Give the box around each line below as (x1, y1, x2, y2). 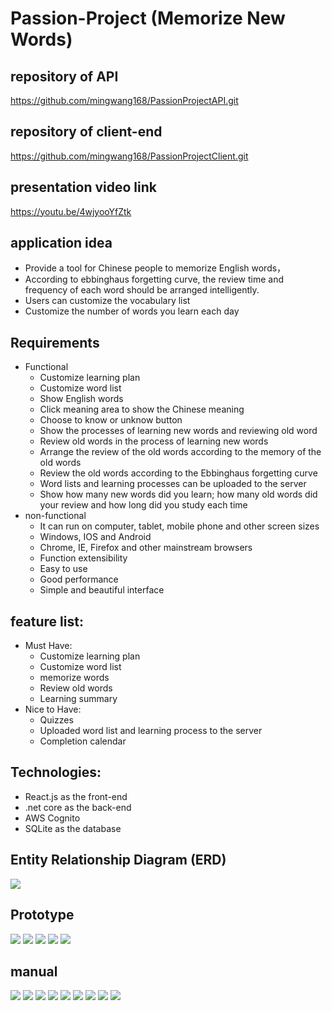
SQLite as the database (24, 822, 122, 834)
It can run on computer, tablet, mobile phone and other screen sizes (39, 520, 320, 532)
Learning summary (39, 693, 118, 705)
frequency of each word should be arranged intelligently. (24, 284, 260, 296)
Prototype (10, 907, 75, 924)
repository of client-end (10, 123, 163, 141)
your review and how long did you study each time (39, 499, 248, 511)
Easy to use (39, 563, 88, 575)
